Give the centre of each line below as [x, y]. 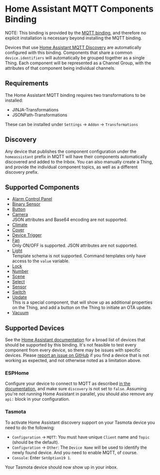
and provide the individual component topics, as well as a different [72, 167]
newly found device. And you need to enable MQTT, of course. [75, 452]
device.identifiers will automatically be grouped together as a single [75, 57]
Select [18, 282]
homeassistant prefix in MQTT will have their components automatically [76, 156]
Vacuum [20, 313]
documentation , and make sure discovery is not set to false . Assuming [76, 389]
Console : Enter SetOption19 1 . [41, 457]
